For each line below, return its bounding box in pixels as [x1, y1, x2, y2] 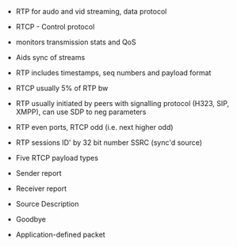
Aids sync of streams [15, 53, 86, 62]
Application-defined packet [15, 230, 105, 239]
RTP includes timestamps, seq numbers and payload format [15, 68, 212, 78]
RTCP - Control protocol [15, 22, 95, 31]
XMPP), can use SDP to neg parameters [15, 107, 147, 116]
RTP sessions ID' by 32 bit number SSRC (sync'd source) [15, 138, 203, 147]
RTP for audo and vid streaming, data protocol [15, 7, 167, 16]
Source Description [15, 199, 79, 208]
